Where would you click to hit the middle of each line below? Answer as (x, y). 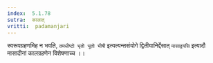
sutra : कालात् (26, 20)
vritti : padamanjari (38, 26)
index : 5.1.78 (29, 13)
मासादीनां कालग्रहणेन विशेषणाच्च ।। (46, 53)
